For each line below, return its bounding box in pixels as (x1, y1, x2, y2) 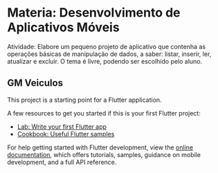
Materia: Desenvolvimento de (7, 5, 181, 21)
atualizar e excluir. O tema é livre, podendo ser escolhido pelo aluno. (7, 57, 203, 65)
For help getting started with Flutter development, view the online (7, 143, 194, 152)
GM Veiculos (7, 78, 64, 89)
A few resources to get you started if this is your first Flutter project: (7, 109, 201, 117)
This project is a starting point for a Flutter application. (7, 95, 162, 104)
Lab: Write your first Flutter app (17, 122, 107, 131)
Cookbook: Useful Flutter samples (17, 129, 115, 138)
